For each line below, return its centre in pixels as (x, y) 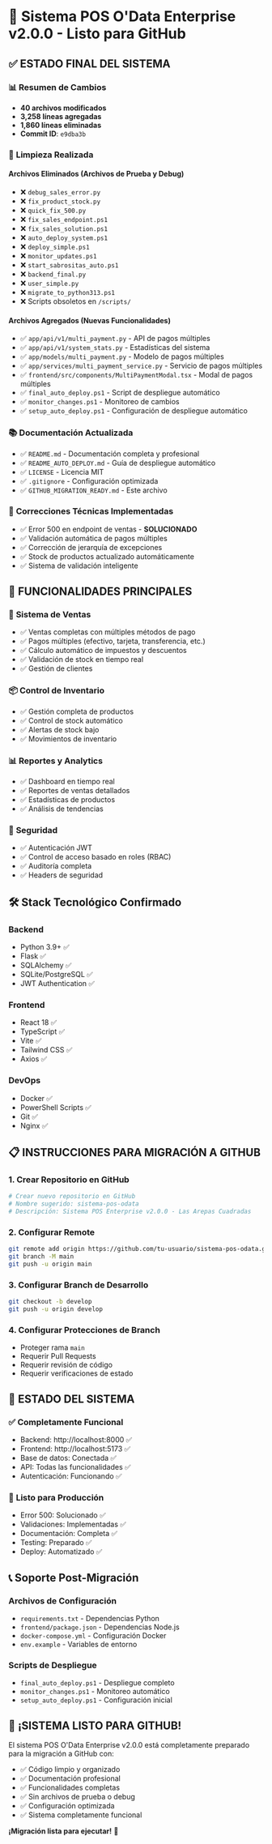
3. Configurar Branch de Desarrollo (79, 1285)
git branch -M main (41, 1257)
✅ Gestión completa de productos (77, 711)
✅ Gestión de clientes (56, 668)
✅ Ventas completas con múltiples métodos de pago (108, 632)
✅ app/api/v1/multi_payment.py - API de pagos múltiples (115, 339)
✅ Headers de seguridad (62, 875)
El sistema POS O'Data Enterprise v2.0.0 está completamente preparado (129, 1745)
